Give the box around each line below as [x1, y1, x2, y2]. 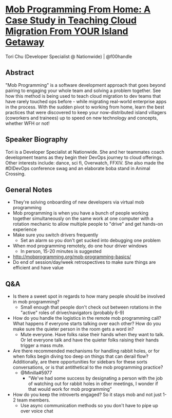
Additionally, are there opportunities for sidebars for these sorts [12, 359, 148, 365]
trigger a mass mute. [20, 342, 65, 349]
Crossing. [5, 171, 26, 177]
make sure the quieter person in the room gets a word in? [12, 326, 135, 332]
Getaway [5, 37, 45, 48]
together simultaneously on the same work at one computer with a [12, 215, 154, 222]
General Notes [5, 185, 52, 194]
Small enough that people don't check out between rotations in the [20, 304, 162, 311]
